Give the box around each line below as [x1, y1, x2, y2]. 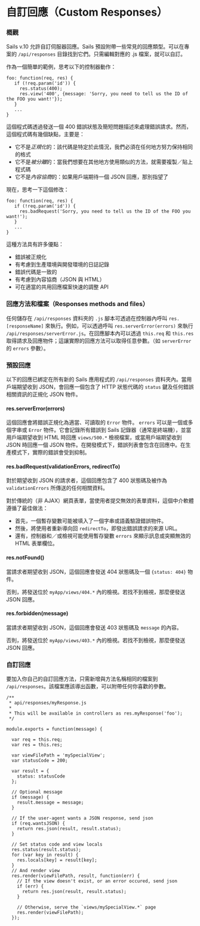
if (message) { [11, 794, 50, 800]
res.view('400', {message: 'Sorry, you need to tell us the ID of [19, 91, 188, 97]
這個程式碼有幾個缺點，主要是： [6, 131, 85, 138]
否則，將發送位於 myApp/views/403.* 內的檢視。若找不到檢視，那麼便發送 [6, 636, 186, 644]
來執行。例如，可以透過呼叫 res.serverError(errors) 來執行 [45, 322, 193, 329]
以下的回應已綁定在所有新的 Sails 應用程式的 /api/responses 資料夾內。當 [6, 376, 187, 383]
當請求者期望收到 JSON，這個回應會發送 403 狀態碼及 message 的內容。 [6, 624, 182, 631]
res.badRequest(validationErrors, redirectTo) [6, 462, 121, 470]
